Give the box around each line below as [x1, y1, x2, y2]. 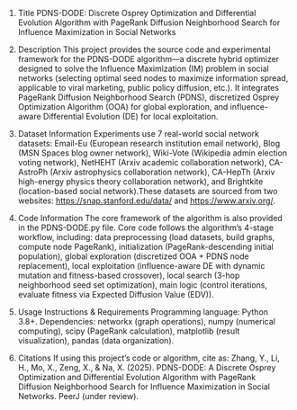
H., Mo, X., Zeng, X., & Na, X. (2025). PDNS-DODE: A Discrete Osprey [17, 362, 276, 372]
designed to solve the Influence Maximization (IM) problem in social [17, 63, 270, 74]
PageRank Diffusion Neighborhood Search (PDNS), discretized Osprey [17, 92, 280, 102]
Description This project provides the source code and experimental [17, 44, 272, 55]
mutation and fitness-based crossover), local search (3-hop [17, 270, 240, 281]
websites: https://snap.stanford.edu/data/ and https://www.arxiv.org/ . [17, 195, 276, 206]
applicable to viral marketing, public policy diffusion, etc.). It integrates [17, 83, 280, 93]
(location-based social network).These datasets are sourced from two [17, 186, 278, 196]
